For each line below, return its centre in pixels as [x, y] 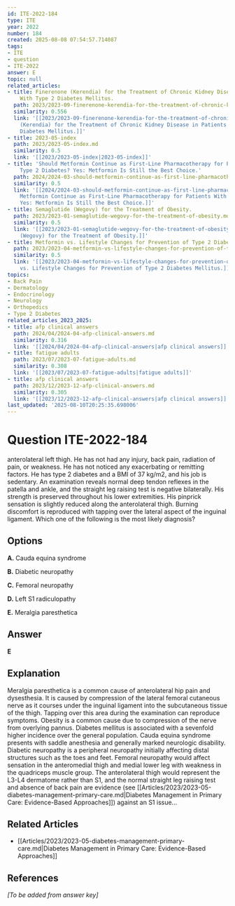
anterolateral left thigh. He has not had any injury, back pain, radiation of [111, 460]
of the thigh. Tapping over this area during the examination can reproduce [114, 712]
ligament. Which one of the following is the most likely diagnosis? [101, 519]
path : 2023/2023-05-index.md [56, 145]
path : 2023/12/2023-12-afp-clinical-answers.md [84, 386]
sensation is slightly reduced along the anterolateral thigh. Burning [103, 504]
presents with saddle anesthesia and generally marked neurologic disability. [116, 742]
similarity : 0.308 [41, 366]
